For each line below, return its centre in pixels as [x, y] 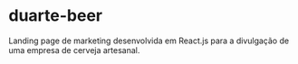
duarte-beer [56, 16]
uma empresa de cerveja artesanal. [74, 50]
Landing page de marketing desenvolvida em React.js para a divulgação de [149, 41]
